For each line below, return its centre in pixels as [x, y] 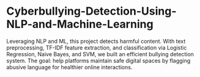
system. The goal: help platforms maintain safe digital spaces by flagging [98, 61]
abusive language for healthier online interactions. [69, 67]
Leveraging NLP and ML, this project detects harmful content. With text [96, 41]
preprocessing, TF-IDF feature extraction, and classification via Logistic [97, 48]
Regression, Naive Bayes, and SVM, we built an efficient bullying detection [100, 54]
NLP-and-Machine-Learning [80, 24]
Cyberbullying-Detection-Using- [91, 11]
